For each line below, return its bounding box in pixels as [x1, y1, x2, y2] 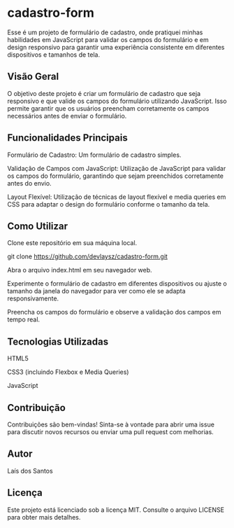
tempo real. [7, 315, 41, 324]
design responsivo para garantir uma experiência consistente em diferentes [7, 43, 225, 51]
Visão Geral [7, 71, 59, 83]
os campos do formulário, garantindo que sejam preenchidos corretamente [7, 172, 224, 180]
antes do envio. [7, 179, 52, 187]
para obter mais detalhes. [7, 513, 81, 521]
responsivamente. [7, 294, 59, 303]
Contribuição [7, 401, 66, 414]
